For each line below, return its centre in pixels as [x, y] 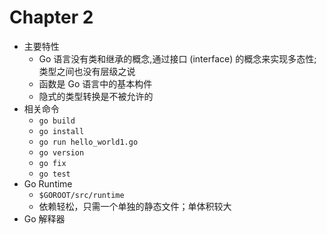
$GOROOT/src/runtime [81, 195]
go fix [52, 163]
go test [54, 174]
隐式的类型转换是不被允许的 [96, 96]
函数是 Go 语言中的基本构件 [95, 83]
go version [61, 152]
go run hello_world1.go [88, 142]
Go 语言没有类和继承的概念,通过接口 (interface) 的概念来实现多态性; [177, 58]
